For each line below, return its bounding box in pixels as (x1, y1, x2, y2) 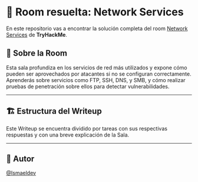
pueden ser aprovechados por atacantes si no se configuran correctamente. (6, 70, 192, 77)
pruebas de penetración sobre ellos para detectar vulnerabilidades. (6, 83, 170, 90)
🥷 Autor (6, 154, 35, 164)
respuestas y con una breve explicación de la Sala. (6, 131, 130, 138)
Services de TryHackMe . (6, 31, 68, 38)
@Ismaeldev (6, 170, 37, 177)
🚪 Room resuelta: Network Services (6, 5, 184, 19)
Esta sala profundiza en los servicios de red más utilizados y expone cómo (6, 64, 187, 71)
